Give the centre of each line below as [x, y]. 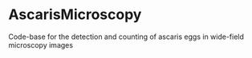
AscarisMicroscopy [75, 15]
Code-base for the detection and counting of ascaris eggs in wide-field [126, 37]
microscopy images [41, 44]
